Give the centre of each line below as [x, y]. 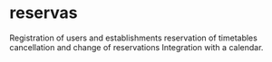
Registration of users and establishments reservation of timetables [134, 38]
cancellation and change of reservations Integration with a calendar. [136, 47]
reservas [44, 13]
